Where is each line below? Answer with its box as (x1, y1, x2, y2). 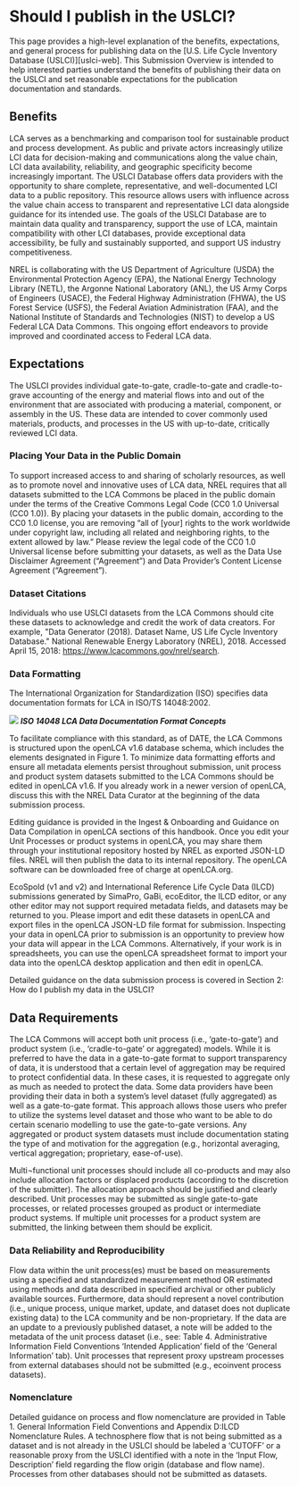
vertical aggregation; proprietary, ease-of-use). (9, 1148, 184, 1158)
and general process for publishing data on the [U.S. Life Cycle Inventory (9, 45, 278, 55)
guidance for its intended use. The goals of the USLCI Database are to (9, 208, 267, 220)
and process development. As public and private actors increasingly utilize (9, 142, 284, 153)
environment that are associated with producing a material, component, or (9, 399, 282, 410)
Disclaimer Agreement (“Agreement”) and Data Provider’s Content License (9, 555, 283, 566)
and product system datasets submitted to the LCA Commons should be (9, 771, 275, 782)
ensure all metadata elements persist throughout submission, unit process (9, 762, 282, 772)
